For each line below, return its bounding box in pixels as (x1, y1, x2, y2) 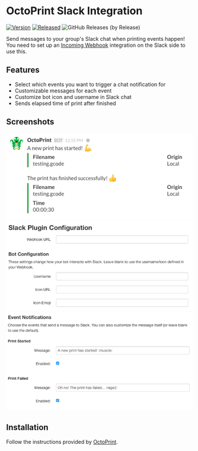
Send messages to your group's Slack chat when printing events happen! (6, 35, 185, 42)
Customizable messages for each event (14, 87, 112, 94)
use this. (6, 47, 27, 55)
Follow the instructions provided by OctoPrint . (6, 438, 119, 445)
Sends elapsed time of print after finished (14, 100, 117, 107)
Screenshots (6, 117, 55, 127)
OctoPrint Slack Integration (6, 4, 143, 18)
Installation (6, 423, 49, 433)
